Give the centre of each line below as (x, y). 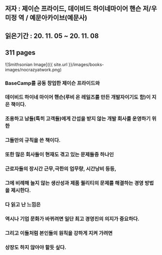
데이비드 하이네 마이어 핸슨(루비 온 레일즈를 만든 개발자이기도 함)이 (78, 97)
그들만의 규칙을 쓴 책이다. (33, 140)
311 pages (20, 53)
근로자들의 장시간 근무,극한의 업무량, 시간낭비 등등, (61, 169)
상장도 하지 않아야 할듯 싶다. (36, 247)
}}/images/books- (86, 64)
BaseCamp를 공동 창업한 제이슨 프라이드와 (53, 83)
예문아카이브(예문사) (58, 18)
